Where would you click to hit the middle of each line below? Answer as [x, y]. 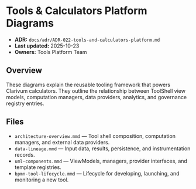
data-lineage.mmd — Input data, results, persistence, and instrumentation [102, 148]
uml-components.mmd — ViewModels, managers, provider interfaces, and [101, 161]
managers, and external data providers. [62, 142]
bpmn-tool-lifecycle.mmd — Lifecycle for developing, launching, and [97, 173]
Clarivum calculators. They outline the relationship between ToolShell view [96, 91]
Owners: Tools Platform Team [51, 52]
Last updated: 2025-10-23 [47, 46]
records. [25, 154]
